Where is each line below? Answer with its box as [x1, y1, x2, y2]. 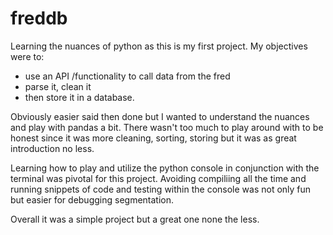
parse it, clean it [24, 80, 92, 92]
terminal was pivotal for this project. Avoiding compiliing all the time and [10, 172, 307, 184]
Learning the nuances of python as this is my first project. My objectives [10, 40, 308, 52]
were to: [10, 50, 45, 62]
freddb [10, 7, 68, 30]
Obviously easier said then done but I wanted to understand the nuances [10, 110, 310, 122]
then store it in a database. [24, 91, 135, 103]
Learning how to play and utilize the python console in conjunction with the [10, 162, 320, 174]
